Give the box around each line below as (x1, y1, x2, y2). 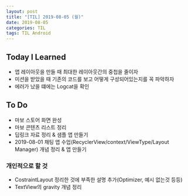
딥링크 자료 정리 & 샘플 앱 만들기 (14, 131, 88, 138)
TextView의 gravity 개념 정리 (14, 184, 82, 191)
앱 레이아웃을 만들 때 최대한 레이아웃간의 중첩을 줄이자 (14, 68, 139, 75)
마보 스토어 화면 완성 (14, 116, 62, 123)
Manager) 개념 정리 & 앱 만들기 (14, 146, 87, 153)
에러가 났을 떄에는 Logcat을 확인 (14, 82, 90, 90)
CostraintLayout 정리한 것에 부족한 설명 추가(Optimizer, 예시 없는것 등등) (14, 176, 183, 183)
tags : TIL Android (6, 30, 51, 36)
